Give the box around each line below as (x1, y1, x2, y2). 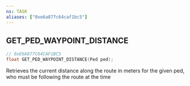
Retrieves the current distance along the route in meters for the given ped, (6, 67, 185, 74)
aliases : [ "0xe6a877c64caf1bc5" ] (6, 14, 88, 20)
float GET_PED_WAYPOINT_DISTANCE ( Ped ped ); (6, 57, 114, 63)
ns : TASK (6, 8, 27, 15)
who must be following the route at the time (6, 74, 111, 81)
